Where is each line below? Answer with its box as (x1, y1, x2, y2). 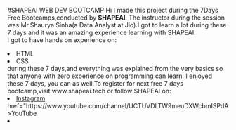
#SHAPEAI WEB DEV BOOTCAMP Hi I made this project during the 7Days (7, 6, 219, 14)
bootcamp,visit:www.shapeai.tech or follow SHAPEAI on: (7, 87, 171, 95)
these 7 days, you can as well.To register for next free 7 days (7, 79, 184, 87)
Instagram (16, 94, 46, 103)
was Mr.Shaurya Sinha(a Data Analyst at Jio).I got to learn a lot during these (7, 21, 227, 29)
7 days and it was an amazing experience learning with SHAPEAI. (7, 28, 197, 37)
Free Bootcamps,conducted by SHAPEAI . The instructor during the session (7, 13, 225, 22)
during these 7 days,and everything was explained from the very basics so (7, 65, 223, 72)
